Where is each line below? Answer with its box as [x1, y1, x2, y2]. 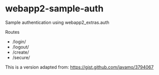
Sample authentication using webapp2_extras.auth [5, 19, 109, 25]
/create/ [12, 49, 29, 55]
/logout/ [12, 44, 29, 50]
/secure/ [12, 54, 30, 60]
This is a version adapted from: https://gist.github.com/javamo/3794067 [5, 64, 154, 70]
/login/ [12, 38, 26, 45]
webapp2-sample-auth [5, 3, 104, 14]
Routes [5, 29, 20, 35]
